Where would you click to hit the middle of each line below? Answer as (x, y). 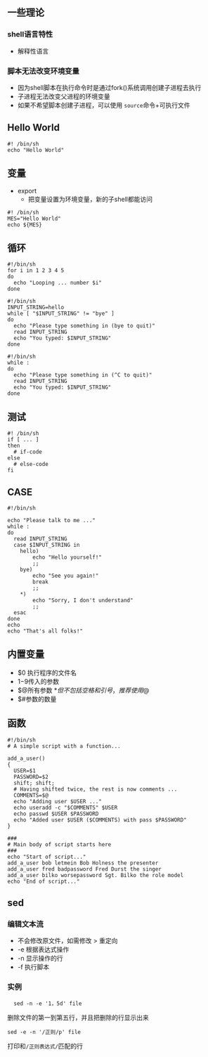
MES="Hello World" (34, 219)
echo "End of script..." (44, 881)
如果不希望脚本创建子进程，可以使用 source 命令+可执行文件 (104, 105)
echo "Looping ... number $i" (58, 283)
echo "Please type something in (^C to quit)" (83, 375)
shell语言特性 (30, 34)
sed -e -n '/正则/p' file (44, 1032)
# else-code (31, 465)
